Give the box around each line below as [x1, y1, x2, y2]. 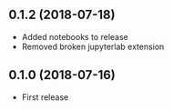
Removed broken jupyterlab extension [21, 41, 165, 52]
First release [21, 91, 69, 103]
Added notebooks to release [21, 31, 128, 42]
